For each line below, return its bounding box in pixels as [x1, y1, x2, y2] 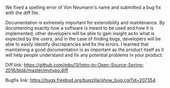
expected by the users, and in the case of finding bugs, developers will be [5, 36, 161, 42]
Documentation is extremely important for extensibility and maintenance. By [5, 20, 165, 25]
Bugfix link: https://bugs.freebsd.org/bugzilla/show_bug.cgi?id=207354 [5, 77, 156, 83]
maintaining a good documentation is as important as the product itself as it [5, 47, 164, 52]
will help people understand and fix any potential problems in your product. [5, 52, 163, 58]
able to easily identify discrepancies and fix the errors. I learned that [5, 41, 149, 47]
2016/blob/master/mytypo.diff [5, 67, 68, 73]
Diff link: [5, 62, 23, 68]
